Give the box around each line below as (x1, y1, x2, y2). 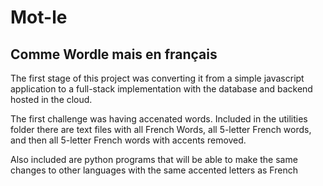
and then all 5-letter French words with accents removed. (10, 134, 247, 146)
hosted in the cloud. (10, 94, 93, 105)
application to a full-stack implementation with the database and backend (10, 83, 313, 95)
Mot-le (10, 6, 68, 29)
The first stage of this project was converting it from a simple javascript (10, 72, 305, 84)
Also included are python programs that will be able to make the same (10, 154, 298, 165)
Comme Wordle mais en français (10, 46, 218, 63)
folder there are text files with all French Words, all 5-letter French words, (10, 124, 312, 135)
